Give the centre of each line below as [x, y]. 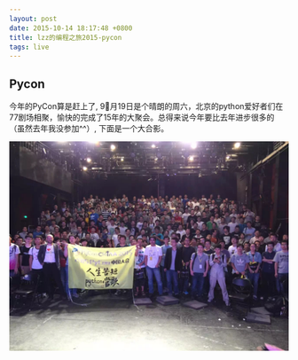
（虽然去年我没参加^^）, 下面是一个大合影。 [89, 129]
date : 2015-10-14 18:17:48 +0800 [71, 28]
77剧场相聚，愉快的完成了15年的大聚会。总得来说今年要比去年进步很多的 [142, 117]
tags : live [29, 47]
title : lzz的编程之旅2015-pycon [66, 37]
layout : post [33, 19]
